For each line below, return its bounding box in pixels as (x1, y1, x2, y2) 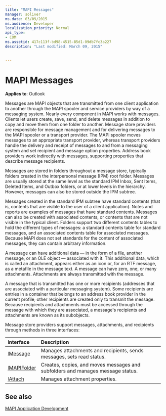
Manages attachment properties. (41, 375, 117, 382)
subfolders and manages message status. (41, 368, 138, 374)
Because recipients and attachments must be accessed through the (5, 302, 143, 308)
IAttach (7, 375, 25, 382)
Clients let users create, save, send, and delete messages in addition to (5, 116, 150, 122)
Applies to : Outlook (5, 91, 45, 97)
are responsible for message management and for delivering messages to (5, 127, 156, 133)
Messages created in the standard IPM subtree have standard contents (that (5, 198, 161, 204)
